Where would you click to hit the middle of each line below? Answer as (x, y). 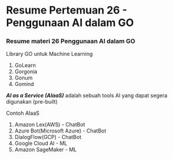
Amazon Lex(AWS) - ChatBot (50, 125)
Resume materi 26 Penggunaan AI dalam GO (71, 41)
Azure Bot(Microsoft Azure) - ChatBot (60, 131)
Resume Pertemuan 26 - (67, 10)
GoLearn (25, 65)
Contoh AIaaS (23, 113)
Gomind (24, 84)
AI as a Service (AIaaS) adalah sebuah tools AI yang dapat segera (87, 95)
